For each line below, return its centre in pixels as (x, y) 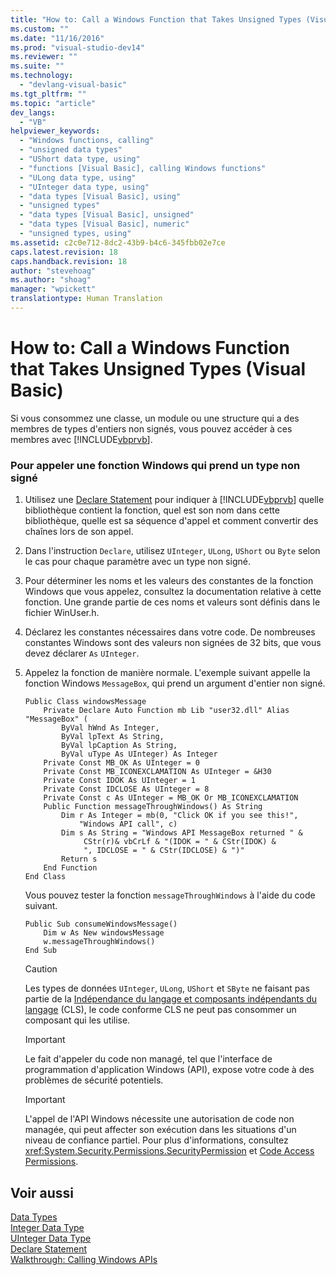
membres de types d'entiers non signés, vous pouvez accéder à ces (151, 428)
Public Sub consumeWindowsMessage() (101, 924)
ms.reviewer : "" (44, 57)
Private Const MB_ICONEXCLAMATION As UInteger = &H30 (157, 772)
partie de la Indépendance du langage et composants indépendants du (171, 999)
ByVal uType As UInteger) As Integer (139, 754)
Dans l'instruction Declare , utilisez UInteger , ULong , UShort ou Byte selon (172, 551)
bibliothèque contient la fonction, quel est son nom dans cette (152, 510)
